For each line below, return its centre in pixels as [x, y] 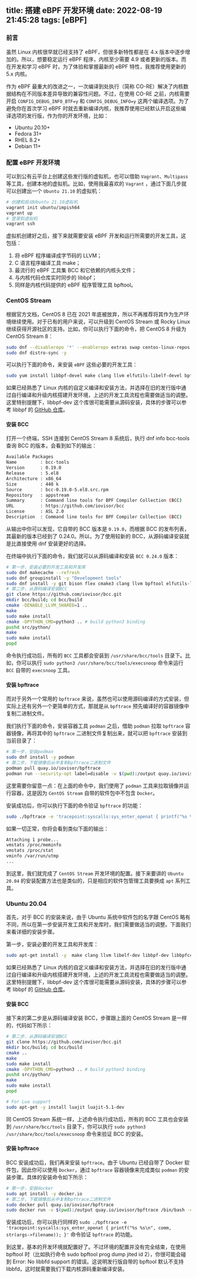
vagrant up [19, 213]
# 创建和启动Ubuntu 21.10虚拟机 [42, 202]
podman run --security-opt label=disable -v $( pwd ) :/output [81, 774]
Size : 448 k [33, 484]
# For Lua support [28, 1102]
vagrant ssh [21, 224]
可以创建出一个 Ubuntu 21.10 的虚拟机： [54, 191]
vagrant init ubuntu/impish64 [43, 207]
